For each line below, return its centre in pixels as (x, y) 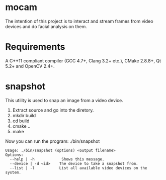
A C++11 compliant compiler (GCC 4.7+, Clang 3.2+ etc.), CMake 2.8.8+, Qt (83, 61)
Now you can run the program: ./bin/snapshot (53, 141)
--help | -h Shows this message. (57, 159)
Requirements (35, 47)
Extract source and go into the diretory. (53, 110)
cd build (21, 121)
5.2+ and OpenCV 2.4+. (30, 66)
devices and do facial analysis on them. (46, 26)
